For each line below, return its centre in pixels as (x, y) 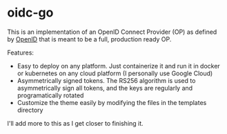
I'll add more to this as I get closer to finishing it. (75, 123)
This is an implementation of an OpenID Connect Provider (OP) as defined (112, 32)
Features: (21, 52)
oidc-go (30, 13)
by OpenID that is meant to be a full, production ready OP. (89, 39)
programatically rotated (50, 95)
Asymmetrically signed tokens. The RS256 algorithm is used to (106, 80)
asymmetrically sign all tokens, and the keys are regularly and (105, 88)
